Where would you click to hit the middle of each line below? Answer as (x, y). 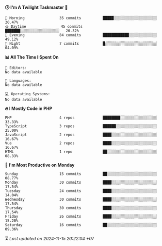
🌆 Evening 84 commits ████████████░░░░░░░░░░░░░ (81, 35)
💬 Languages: (18, 81)
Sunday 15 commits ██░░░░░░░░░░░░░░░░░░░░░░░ (81, 174)
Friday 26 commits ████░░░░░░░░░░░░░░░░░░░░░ (81, 216)
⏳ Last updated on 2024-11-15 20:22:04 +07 (50, 238)
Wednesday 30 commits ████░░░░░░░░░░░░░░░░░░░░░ (81, 199)
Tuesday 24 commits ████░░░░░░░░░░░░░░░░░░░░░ (81, 191)
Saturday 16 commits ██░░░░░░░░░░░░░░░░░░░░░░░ (81, 225)
